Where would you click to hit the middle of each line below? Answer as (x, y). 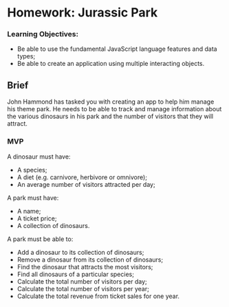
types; (26, 56)
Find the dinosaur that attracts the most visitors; (85, 266)
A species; (32, 170)
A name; (29, 211)
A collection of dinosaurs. (53, 225)
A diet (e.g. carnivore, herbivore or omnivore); (82, 177)
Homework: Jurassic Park (83, 13)
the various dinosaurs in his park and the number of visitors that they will (110, 116)
